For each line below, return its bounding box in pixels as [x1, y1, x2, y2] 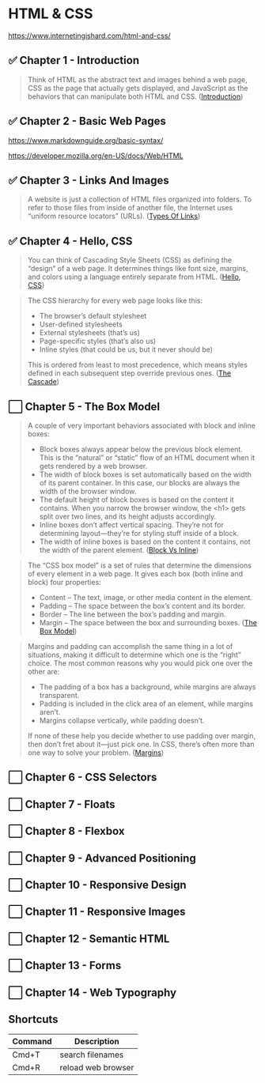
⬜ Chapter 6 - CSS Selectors [8, 771, 157, 784]
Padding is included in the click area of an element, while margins [39, 699, 253, 708]
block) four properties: [27, 578, 101, 587]
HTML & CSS [8, 5, 93, 23]
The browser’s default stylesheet [39, 311, 147, 321]
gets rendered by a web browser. [39, 462, 148, 470]
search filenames [59, 1049, 124, 1060]
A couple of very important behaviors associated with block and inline [27, 421, 256, 430]
